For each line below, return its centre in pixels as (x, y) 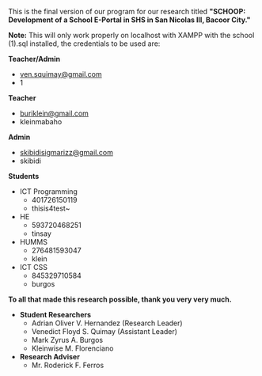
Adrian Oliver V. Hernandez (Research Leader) (107, 323)
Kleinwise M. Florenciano (72, 348)
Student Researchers (55, 315)
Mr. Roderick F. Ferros (68, 365)
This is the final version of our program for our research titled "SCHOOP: (127, 11)
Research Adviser (50, 357)
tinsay (41, 234)
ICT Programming (48, 192)
